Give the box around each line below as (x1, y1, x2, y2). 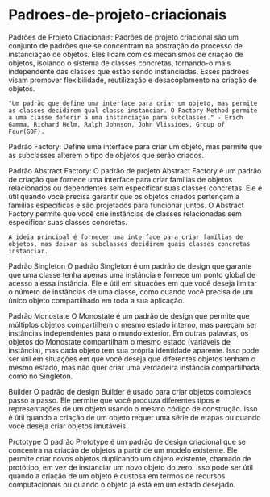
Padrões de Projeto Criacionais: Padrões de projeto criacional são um (8, 32, 239, 42)
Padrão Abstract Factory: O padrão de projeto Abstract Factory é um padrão (8, 165, 262, 175)
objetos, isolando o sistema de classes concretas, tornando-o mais (8, 58, 231, 68)
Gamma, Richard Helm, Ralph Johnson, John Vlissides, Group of (8, 120, 226, 128)
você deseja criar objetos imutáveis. (8, 421, 128, 431)
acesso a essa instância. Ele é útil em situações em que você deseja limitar (8, 278, 258, 288)
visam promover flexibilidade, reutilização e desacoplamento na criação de (8, 75, 258, 85)
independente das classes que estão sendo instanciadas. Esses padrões (8, 66, 250, 76)
